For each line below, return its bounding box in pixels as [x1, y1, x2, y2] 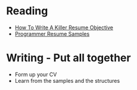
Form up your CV [14, 70, 57, 78]
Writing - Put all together [6, 51, 131, 65]
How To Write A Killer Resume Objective [14, 24, 113, 31]
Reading [6, 4, 48, 18]
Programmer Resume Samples [14, 30, 90, 37]
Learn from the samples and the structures [14, 77, 120, 84]
